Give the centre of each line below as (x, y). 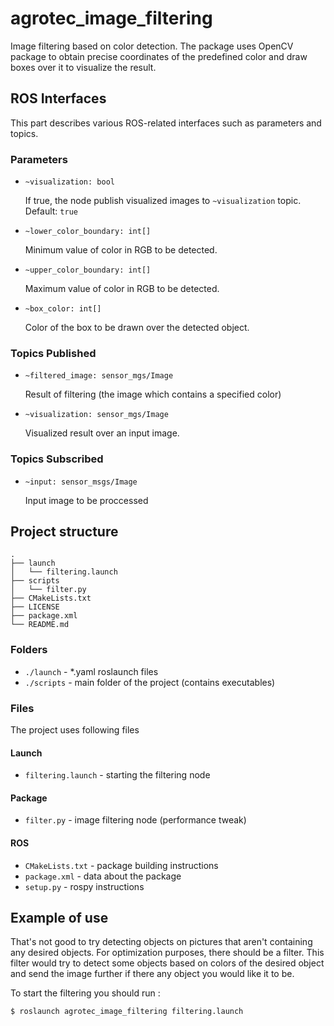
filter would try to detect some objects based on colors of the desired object (167, 963)
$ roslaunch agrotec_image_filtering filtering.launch (127, 1012)
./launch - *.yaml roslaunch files (91, 671)
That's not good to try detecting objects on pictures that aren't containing (161, 942)
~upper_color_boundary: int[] (88, 270)
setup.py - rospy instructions (84, 886)
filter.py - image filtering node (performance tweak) (135, 820)
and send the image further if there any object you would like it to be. (152, 974)
